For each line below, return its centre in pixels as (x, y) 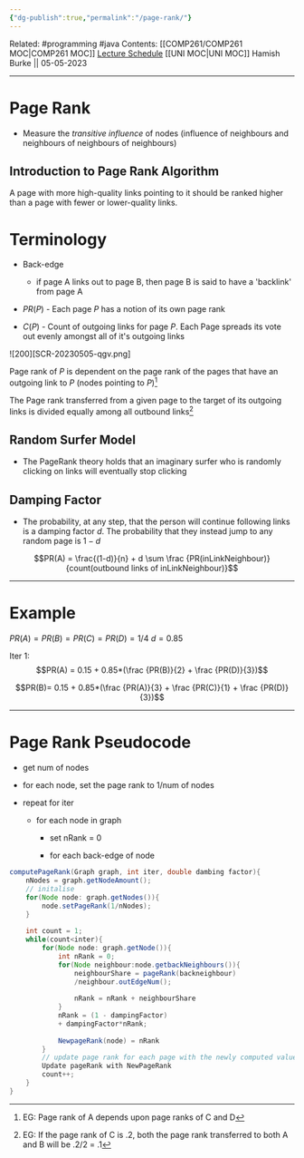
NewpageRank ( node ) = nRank (109, 1041)
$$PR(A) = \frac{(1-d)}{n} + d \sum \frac (109, 559)
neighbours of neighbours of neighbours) (100, 142)
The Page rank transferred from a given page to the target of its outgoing (146, 400)
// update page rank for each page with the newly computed (157, 1057)
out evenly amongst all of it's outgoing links (104, 336)
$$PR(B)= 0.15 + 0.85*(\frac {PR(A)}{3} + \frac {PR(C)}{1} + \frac (137, 688)
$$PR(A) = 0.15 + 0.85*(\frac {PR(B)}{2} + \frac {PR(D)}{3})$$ (152, 670)
